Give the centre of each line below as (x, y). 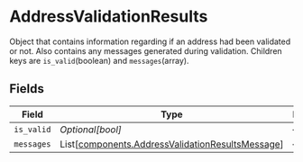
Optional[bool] (91, 130)
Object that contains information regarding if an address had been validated (150, 41)
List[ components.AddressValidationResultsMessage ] (172, 144)
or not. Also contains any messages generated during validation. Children (146, 50)
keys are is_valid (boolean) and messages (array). (99, 60)
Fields (27, 89)
